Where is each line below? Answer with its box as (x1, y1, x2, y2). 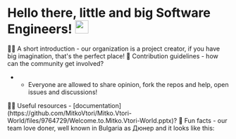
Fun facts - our (184, 116, 228, 124)
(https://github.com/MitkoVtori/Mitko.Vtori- (7, 109, 132, 117)
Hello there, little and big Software (7, 5, 211, 21)
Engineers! (7, 21, 73, 37)
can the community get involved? (7, 59, 104, 67)
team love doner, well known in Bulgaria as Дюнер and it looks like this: (7, 124, 215, 132)
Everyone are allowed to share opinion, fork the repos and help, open (27, 80, 229, 88)
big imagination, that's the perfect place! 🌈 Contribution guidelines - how (7, 51, 218, 60)
